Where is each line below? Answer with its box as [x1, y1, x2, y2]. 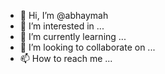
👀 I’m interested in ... [19, 20, 105, 32]
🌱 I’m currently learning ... [19, 31, 127, 42]
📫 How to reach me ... [19, 53, 113, 64]
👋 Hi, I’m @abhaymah [19, 10, 109, 21]
